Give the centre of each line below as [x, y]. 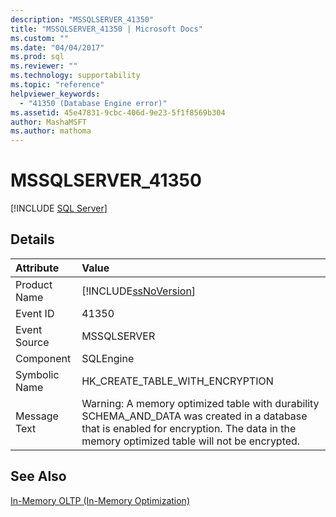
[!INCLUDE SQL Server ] [59, 208]
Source [32, 342]
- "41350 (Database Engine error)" [93, 103]
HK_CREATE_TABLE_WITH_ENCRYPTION [177, 381]
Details [32, 239]
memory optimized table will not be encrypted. [191, 441]
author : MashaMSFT [48, 122]
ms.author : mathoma [51, 131]
